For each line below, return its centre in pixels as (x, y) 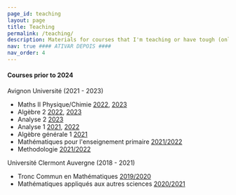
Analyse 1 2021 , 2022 (48, 127)
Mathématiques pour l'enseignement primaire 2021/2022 (100, 142)
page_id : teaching (34, 14)
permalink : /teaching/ (40, 33)
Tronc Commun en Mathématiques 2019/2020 (84, 177)
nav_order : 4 (26, 53)
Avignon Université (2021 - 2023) (55, 91)
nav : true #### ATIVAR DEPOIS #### (59, 46)
